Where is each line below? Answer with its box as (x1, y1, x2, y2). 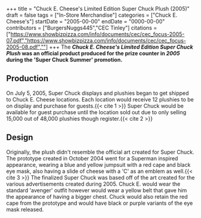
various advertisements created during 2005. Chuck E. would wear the (6, 180, 181, 187)
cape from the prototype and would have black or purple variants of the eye (6, 199, 193, 207)
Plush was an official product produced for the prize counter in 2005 (6, 50, 181, 56)
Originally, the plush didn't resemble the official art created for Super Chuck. (6, 148, 194, 156)
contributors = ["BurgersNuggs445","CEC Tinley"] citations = (6, 24, 157, 31)
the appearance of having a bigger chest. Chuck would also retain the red (6, 193, 188, 200)
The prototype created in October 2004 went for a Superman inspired (6, 154, 178, 162)
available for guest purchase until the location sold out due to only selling (6, 108, 187, 116)
